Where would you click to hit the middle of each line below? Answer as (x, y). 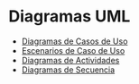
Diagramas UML (69, 17)
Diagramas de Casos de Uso (74, 41)
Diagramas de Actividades (70, 60)
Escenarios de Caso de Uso (73, 50)
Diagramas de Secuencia (68, 70)
